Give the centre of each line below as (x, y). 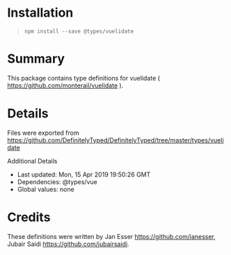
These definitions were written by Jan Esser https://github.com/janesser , (111, 236)
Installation (40, 13)
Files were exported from (43, 133)
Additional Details (32, 161)
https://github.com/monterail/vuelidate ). (65, 85)
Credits (29, 217)
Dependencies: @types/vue (57, 181)
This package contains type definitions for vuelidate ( (83, 78)
